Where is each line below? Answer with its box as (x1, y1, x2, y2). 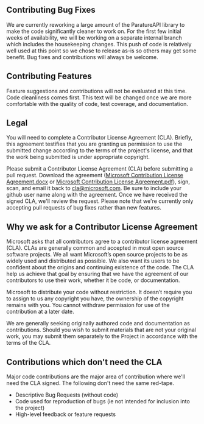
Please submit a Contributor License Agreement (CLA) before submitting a (6, 165, 193, 172)
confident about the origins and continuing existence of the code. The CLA (6, 264, 194, 271)
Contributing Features (6, 71, 93, 82)
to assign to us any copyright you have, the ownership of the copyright (6, 295, 184, 302)
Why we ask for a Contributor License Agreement (6, 222, 198, 232)
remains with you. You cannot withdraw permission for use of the (6, 302, 170, 309)
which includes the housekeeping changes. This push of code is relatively (6, 40, 192, 48)
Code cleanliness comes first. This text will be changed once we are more (6, 94, 192, 101)
